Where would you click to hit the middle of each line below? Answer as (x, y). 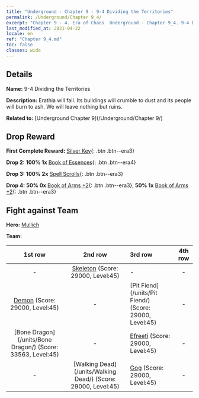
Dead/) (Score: (95, 379)
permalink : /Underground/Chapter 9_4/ (54, 17)
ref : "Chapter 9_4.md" (34, 39)
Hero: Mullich (23, 225)
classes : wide (24, 50)
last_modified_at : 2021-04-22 (44, 28)
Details (19, 75)
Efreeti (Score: (150, 336)
